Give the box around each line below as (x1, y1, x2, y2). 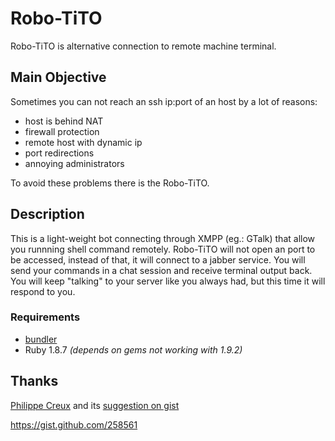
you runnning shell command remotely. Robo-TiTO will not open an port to (10, 243, 316, 255)
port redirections (24, 147, 95, 159)
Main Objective (10, 69, 107, 86)
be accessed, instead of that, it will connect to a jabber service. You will (10, 253, 306, 266)
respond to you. (10, 285, 76, 297)
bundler (24, 333, 58, 345)
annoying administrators (24, 157, 125, 169)
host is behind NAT (24, 115, 104, 127)
